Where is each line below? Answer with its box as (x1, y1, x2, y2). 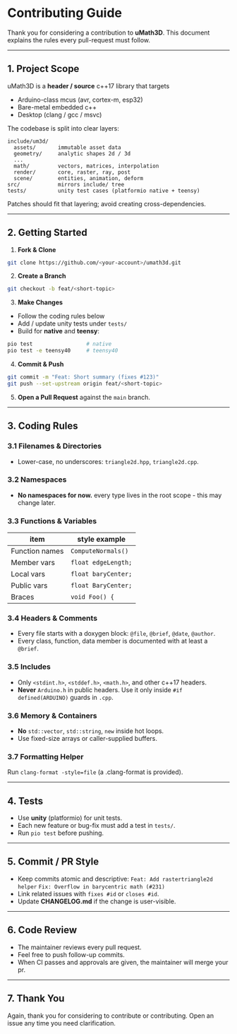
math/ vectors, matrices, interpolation (13, 162, 159, 170)
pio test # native (7, 340, 112, 347)
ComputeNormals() (70, 547, 129, 555)
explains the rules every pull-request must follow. (7, 35, 150, 44)
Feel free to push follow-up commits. (17, 950, 125, 958)
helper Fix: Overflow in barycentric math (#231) (17, 883, 166, 891)
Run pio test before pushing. (17, 828, 104, 838)
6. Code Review (7, 924, 78, 937)
